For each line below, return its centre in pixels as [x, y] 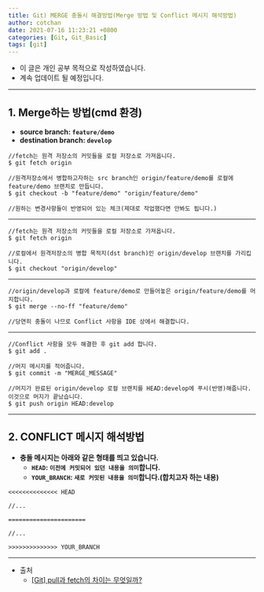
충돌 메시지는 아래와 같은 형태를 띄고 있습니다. [89, 458]
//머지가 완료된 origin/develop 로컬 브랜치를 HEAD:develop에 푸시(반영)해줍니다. [130, 388]
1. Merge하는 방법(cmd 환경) [75, 112]
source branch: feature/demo [67, 131]
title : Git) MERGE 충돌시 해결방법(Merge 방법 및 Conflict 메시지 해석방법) [123, 15]
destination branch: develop [66, 140]
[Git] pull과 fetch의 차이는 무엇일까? [87, 579]
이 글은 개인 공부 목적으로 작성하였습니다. [82, 68]
